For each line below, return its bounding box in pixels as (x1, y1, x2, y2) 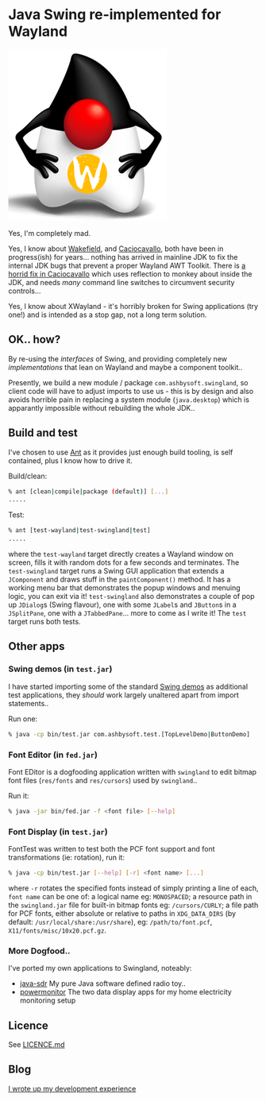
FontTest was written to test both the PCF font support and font (8, 844, 216, 854)
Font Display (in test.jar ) (8, 826, 109, 837)
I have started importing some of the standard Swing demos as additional (8, 682, 249, 691)
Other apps (8, 639, 65, 653)
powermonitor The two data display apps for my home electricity (19, 987, 232, 997)
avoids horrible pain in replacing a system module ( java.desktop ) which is (8, 395, 250, 404)
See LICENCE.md (8, 1040, 65, 1049)
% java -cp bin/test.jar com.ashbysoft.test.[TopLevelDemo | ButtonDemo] (8, 730, 250, 738)
